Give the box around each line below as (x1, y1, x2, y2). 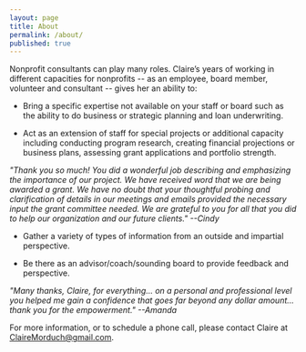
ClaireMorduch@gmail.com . (9, 332, 115, 343)
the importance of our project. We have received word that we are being (9, 175, 281, 186)
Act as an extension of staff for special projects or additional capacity (22, 128, 284, 139)
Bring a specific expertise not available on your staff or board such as (22, 101, 284, 112)
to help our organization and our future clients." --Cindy (9, 213, 220, 224)
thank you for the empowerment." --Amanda (9, 305, 178, 316)
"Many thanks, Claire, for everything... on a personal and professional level (9, 286, 292, 297)
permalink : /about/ (9, 30, 84, 39)
